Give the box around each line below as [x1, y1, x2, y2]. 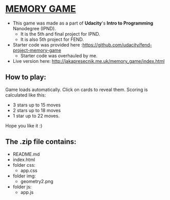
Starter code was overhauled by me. [20, 52, 98, 59]
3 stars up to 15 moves [12, 102, 61, 108]
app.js [20, 189, 34, 195]
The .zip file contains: [5, 138, 77, 146]
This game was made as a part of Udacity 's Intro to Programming [12, 20, 154, 26]
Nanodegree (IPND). [12, 25, 56, 31]
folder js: [12, 184, 32, 190]
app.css [20, 167, 37, 173]
